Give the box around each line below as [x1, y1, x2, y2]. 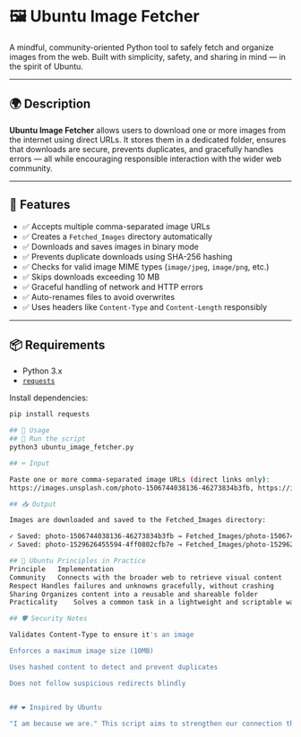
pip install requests [9, 410, 90, 419]
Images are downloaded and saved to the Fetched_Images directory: [9, 516, 267, 525]
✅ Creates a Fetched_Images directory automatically [21, 231, 213, 242]
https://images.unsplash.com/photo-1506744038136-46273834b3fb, [9, 484, 254, 493]
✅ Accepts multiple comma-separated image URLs [21, 220, 211, 232]
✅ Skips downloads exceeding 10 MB [21, 271, 160, 282]
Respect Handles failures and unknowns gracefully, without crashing [9, 581, 275, 590]
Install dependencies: [9, 392, 89, 403]
